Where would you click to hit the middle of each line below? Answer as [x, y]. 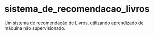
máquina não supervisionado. [35, 28]
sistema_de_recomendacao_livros [77, 9]
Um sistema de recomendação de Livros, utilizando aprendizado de [74, 23]
